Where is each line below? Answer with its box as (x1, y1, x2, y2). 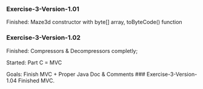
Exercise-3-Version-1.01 (6, 5, 80, 13)
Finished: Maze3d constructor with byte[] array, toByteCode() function (6, 19, 183, 26)
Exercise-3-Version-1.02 (6, 34, 81, 42)
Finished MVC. (18, 77, 55, 84)
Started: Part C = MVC (6, 59, 62, 66)
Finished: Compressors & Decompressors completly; (6, 47, 138, 54)
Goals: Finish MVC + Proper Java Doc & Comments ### (6, 70, 145, 78)
